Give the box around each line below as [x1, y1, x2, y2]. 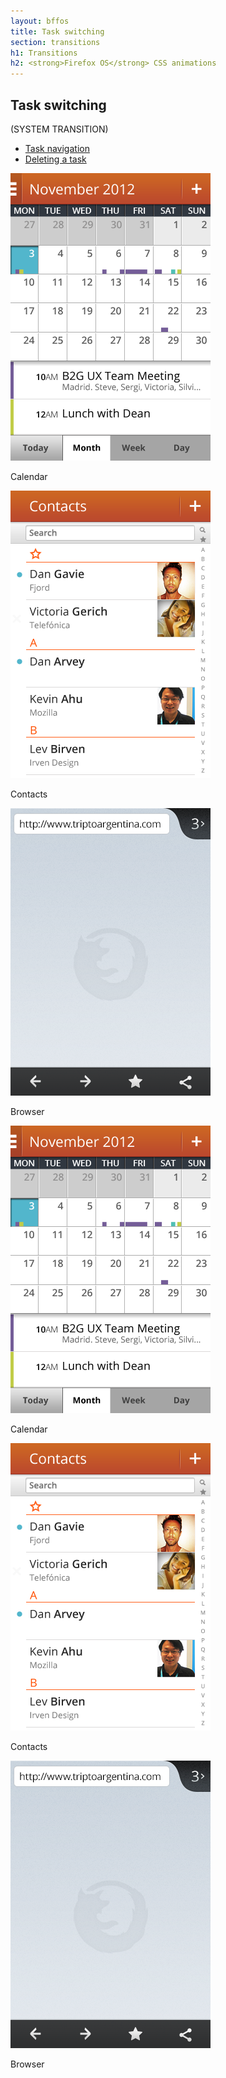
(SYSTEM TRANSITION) [10, 123, 109, 135]
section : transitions [10, 37, 101, 47]
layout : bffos [10, 16, 70, 26]
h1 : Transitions [10, 48, 78, 58]
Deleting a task [24, 153, 87, 165]
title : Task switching [10, 26, 105, 37]
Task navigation [24, 142, 90, 154]
